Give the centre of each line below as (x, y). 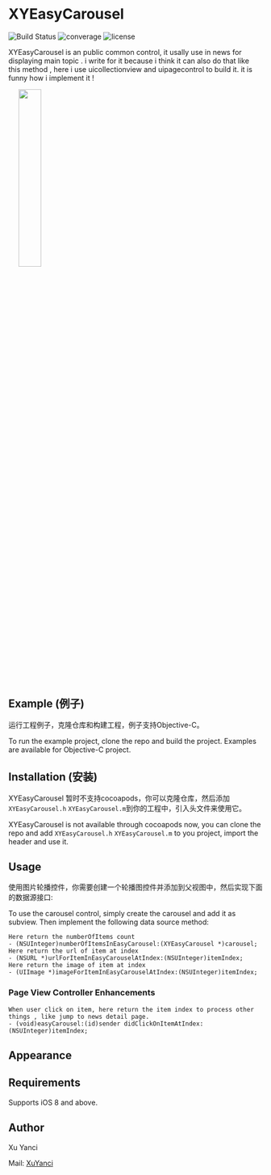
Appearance (40, 1056)
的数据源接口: (31, 898)
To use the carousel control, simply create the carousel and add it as (122, 914)
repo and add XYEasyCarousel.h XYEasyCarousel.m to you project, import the (133, 833)
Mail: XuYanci (31, 1163)
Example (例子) (46, 704)
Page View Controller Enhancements (82, 993)
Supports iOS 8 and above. (53, 1102)
